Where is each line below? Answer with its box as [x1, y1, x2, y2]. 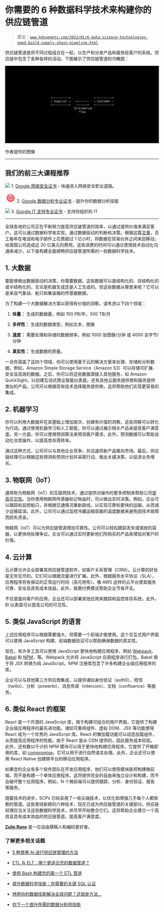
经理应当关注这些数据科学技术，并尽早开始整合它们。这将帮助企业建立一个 [5, 807, 155, 813]
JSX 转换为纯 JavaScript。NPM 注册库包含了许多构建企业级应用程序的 [14, 660, 156, 666]
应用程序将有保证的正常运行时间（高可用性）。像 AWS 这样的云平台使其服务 [5, 579, 156, 585]
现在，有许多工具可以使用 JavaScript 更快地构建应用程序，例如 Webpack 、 [5, 648, 156, 654]
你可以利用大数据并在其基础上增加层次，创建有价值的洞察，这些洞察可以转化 [5, 419, 159, 425]
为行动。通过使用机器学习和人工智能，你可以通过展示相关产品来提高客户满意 [5, 425, 159, 431]
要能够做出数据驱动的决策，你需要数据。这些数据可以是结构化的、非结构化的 [5, 278, 159, 284]
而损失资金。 [5, 514, 31, 520]
